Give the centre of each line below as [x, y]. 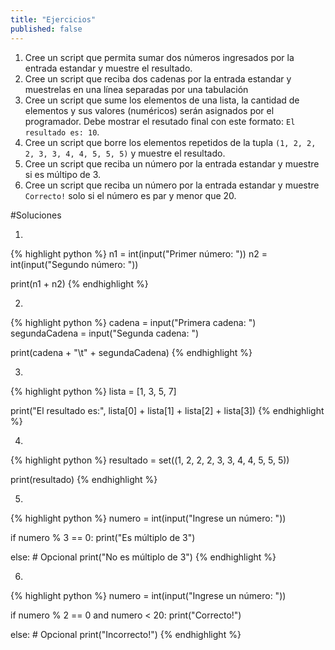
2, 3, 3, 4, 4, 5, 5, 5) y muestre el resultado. [125, 153]
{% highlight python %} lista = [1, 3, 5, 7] [93, 391]
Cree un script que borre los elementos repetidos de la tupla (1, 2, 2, [170, 142]
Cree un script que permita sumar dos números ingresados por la [159, 57]
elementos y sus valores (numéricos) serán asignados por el [149, 110]
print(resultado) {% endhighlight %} [84, 479]
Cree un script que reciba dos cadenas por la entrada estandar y [158, 78]
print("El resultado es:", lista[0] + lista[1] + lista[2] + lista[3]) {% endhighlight [167, 410]
